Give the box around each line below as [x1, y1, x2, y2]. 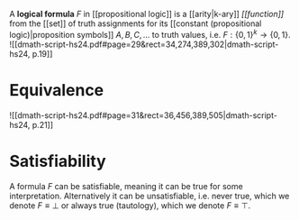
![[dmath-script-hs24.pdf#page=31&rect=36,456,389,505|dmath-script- [9, 109, 277, 121]
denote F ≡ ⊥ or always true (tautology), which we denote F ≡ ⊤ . [9, 199, 250, 211]
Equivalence [9, 79, 104, 100]
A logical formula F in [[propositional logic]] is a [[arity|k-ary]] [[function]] [9, 9, 285, 19]
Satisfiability [9, 151, 106, 171]
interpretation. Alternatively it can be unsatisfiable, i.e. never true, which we [9, 190, 290, 201]
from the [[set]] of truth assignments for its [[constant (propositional [9, 18, 262, 29]
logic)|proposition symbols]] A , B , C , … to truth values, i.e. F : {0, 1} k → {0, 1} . [9, 28, 291, 40]
